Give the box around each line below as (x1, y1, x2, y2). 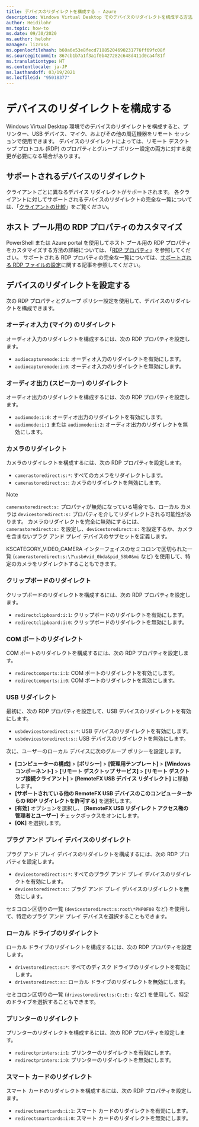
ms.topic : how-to (6, 25, 49, 31)
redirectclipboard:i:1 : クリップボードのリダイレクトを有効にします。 (14, 611, 188, 618)
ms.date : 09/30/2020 (6, 31, 57, 37)
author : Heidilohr (6, 20, 52, 25)
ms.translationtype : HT (6, 58, 65, 64)
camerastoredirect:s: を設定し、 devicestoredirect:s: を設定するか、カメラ (6, 526, 193, 533)
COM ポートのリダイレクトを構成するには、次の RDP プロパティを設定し (6, 649, 184, 657)
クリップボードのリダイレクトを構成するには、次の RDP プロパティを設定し (6, 591, 191, 598)
